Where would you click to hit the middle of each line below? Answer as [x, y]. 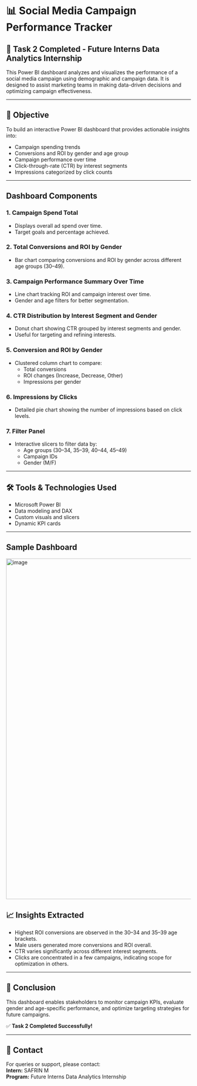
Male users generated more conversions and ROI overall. [83, 945]
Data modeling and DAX [43, 511]
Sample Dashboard [42, 547]
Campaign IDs [40, 457]
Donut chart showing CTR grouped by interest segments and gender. [98, 328]
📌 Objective [28, 115]
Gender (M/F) [40, 463]
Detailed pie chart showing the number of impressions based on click [98, 410]
